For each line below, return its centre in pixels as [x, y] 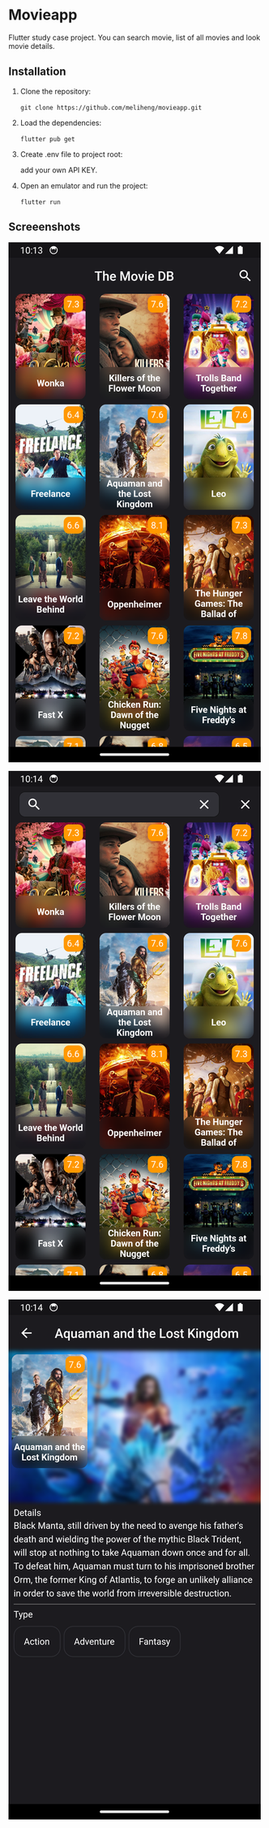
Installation [37, 72]
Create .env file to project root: [71, 154]
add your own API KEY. [59, 170]
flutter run [40, 202]
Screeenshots [45, 227]
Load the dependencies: [61, 123]
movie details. [32, 45]
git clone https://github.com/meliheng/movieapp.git [111, 107]
